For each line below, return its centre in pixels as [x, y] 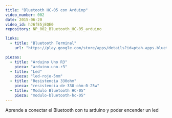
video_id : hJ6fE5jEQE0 [29, 24]
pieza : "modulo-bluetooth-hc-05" [50, 95]
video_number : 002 [25, 15]
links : [12, 38]
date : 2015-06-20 [24, 19]
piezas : [14, 57]
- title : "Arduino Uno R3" [39, 62]
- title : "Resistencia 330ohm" [43, 81]
